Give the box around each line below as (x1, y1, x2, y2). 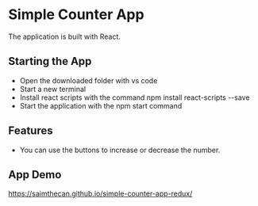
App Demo (8, 168, 62, 181)
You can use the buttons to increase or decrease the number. (19, 145, 221, 154)
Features (8, 124, 53, 138)
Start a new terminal (19, 84, 86, 93)
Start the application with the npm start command (19, 101, 183, 110)
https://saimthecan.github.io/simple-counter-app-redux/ (8, 189, 193, 199)
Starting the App (8, 55, 92, 68)
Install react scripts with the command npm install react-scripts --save (19, 93, 250, 102)
